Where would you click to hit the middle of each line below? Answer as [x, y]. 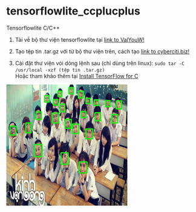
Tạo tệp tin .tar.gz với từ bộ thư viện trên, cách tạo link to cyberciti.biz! [102, 51]
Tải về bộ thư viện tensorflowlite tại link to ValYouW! [80, 39]
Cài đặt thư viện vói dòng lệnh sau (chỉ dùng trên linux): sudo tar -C [100, 63]
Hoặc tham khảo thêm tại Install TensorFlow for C [77, 76]
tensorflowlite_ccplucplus [73, 11]
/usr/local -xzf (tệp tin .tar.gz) [60, 70]
